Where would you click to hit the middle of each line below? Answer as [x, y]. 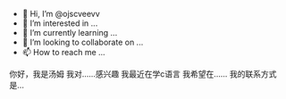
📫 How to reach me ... [63, 52]
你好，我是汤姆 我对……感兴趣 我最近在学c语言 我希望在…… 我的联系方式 [143, 74]
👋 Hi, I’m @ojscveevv [61, 14]
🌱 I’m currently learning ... [70, 33]
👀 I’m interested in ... [60, 23]
